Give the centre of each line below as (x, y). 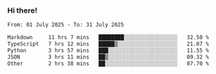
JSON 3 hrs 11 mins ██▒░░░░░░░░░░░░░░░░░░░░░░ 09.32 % (108, 57)
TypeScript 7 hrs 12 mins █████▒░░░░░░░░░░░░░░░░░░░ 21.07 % (108, 44)
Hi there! (23, 10)
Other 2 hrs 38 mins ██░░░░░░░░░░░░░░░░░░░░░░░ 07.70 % (108, 64)
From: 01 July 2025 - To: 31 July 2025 (66, 25)
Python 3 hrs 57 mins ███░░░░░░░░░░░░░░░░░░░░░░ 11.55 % (108, 50)
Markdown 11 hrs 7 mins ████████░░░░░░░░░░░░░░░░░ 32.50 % (108, 38)
